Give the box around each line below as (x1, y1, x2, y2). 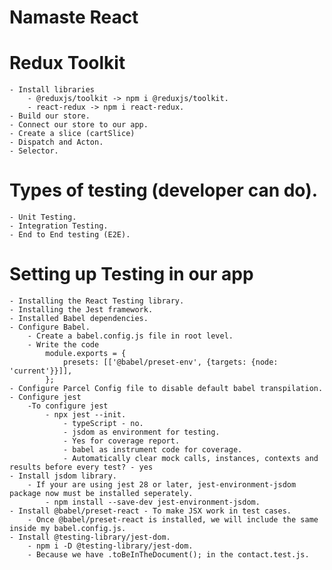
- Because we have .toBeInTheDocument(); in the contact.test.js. (27, 550, 310, 560)
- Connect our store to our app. (9, 120, 149, 130)
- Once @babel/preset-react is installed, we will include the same (27, 515, 319, 525)
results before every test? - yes (9, 462, 154, 472)
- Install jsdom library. (9, 471, 117, 481)
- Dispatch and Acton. (9, 137, 104, 148)
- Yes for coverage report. (62, 436, 181, 446)
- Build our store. (9, 111, 91, 121)
